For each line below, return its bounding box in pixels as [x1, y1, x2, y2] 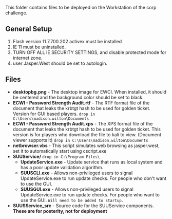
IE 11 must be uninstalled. [12, 44, 66, 50]
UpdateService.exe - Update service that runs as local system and [20, 159, 163, 165]
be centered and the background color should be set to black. [12, 94, 144, 100]
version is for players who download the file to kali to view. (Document [12, 131, 162, 138]
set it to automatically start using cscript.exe [12, 148, 107, 154]
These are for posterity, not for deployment [12, 208, 107, 214]
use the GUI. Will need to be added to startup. [20, 197, 124, 203]
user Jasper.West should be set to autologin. [12, 60, 108, 66]
